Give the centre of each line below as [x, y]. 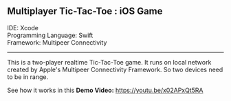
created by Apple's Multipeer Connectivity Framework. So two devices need [115, 69]
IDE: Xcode [23, 27]
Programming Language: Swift [50, 35]
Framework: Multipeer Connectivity [57, 42]
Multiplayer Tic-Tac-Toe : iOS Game [85, 11]
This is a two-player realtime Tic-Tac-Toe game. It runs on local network [109, 62]
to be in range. [28, 77]
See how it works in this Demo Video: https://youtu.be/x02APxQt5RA [105, 90]
